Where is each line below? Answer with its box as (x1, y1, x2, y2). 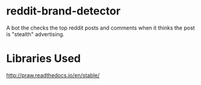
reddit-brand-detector (6, 4, 121, 18)
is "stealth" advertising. (6, 30, 65, 37)
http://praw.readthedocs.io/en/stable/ (6, 71, 100, 79)
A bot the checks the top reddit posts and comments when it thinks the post (6, 24, 195, 31)
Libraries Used (6, 52, 81, 66)
